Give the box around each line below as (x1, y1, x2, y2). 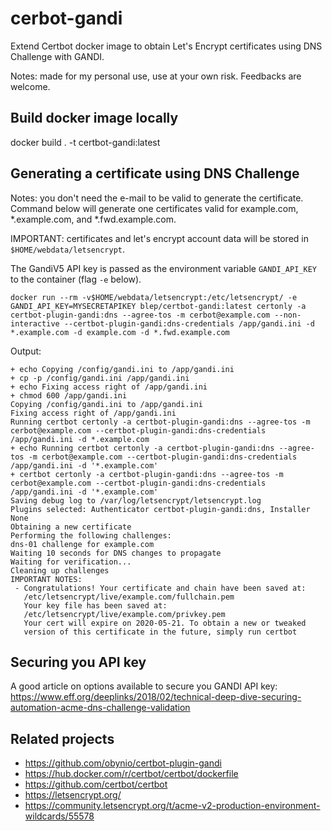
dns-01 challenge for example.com (10, 539, 155, 549)
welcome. (10, 80, 51, 92)
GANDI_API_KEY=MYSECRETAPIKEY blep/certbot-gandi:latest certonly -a (10, 301, 307, 311)
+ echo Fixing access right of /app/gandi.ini (10, 382, 208, 392)
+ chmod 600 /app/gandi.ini (10, 390, 128, 401)
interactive (10, 318, 60, 329)
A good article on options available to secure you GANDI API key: (10, 680, 278, 692)
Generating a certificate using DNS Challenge (10, 165, 300, 182)
